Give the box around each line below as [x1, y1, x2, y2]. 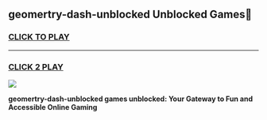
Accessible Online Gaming [8, 102, 98, 111]
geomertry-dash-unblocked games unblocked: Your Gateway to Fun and [8, 94, 253, 103]
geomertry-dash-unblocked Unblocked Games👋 [8, 8, 253, 21]
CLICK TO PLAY [8, 32, 70, 43]
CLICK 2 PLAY [8, 61, 64, 72]
